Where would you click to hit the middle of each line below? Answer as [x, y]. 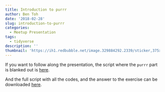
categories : [17, 28]
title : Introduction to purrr [36, 10]
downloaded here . [24, 84]
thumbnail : [16, 50]
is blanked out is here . [27, 69]
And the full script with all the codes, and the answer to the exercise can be [82, 79]
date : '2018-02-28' [25, 19]
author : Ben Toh [22, 14]
